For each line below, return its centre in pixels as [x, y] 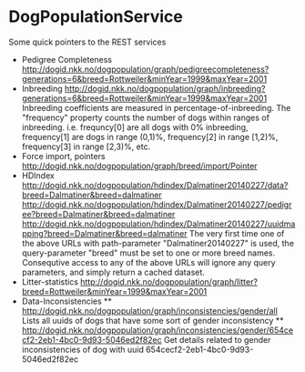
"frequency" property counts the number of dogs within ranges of [146, 117]
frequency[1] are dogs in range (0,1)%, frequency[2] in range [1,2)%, [150, 136]
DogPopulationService [96, 17]
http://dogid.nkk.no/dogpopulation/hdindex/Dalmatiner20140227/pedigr [157, 204]
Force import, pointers [63, 156]
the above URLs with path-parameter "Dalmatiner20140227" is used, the [158, 243]
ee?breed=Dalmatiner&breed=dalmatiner [98, 214]
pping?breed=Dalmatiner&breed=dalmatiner [104, 233]
